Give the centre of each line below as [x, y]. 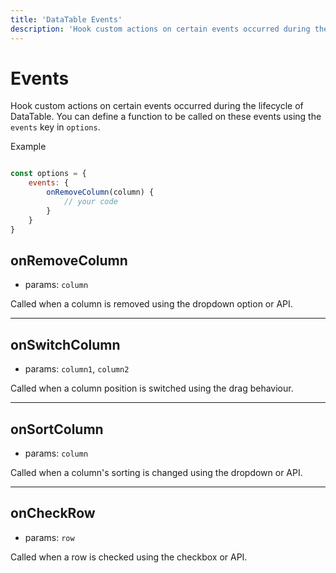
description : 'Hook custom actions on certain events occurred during [160, 29]
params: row [49, 537]
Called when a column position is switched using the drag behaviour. [152, 388]
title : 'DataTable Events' [66, 19]
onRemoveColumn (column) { [100, 192]
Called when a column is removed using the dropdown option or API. [151, 304]
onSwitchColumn [65, 344]
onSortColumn [57, 429]
